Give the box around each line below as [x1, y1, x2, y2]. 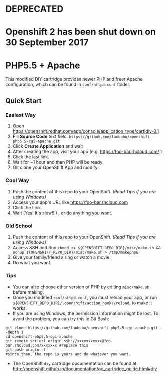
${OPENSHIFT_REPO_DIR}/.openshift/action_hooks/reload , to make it [12, 300, 152, 306]
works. [12, 305, 27, 311]
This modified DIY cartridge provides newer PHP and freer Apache [5, 76, 143, 82]
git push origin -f [5, 347, 46, 352]
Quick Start [5, 96, 42, 105]
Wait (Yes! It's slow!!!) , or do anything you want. [12, 210, 113, 216]
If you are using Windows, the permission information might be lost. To [12, 310, 159, 316]
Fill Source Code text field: [12, 134, 68, 139]
